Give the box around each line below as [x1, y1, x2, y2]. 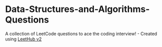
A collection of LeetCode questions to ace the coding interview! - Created [5, 30, 157, 36]
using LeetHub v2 [5, 36, 42, 42]
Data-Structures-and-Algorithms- [5, 3, 150, 15]
